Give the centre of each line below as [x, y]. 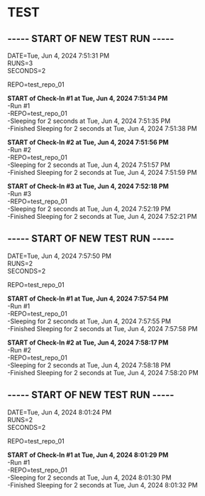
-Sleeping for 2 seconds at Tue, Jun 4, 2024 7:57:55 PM [89, 321]
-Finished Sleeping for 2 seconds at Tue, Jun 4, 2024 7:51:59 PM [102, 172]
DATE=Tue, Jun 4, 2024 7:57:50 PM [60, 256]
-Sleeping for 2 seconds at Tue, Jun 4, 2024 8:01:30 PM [89, 478]
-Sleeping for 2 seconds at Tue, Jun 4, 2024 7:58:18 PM [89, 365]
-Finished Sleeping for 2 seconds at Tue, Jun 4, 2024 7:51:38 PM [102, 128]
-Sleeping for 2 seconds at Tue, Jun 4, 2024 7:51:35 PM [89, 121]
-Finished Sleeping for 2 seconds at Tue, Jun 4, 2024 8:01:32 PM [102, 485]
